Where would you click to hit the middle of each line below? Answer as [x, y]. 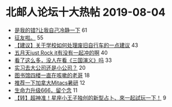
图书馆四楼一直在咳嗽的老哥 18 [52, 75]
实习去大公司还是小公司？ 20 [50, 67]
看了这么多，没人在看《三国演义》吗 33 [63, 60]
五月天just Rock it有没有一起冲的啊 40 [61, 52]
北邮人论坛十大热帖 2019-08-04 [86, 12]
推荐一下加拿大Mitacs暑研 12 [49, 82]
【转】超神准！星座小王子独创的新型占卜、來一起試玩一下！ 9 [90, 97]
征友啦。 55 [29, 37]
